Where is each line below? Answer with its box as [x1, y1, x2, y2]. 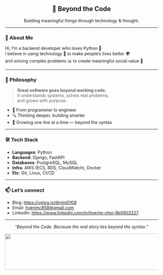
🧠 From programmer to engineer [12, 107, 77, 113]
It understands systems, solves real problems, [16, 92, 109, 98]
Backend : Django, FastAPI [12, 154, 65, 160]
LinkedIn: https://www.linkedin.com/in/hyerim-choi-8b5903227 [12, 210, 139, 215]
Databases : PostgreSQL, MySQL [12, 159, 78, 165]
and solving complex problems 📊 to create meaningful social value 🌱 [5, 58, 143, 64]
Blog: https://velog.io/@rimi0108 [12, 199, 77, 205]
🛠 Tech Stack [5, 137, 38, 143]
